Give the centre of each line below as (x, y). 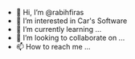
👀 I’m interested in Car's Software (72, 21)
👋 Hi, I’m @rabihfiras (50, 12)
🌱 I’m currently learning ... (59, 29)
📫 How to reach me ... (53, 47)
